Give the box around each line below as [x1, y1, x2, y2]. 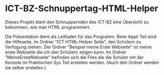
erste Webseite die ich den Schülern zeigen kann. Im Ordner [5, 49, 127, 55]
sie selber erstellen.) [5, 64, 47, 71]
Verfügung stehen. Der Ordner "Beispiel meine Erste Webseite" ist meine [5, 44, 152, 50]
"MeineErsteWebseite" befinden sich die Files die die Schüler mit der [5, 54, 144, 60]
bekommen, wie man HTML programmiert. [5, 24, 91, 30]
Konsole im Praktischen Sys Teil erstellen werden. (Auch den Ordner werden [5, 59, 159, 65]
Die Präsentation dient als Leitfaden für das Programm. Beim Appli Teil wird [5, 34, 157, 39]
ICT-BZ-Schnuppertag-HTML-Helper [5, 3, 159, 14]
